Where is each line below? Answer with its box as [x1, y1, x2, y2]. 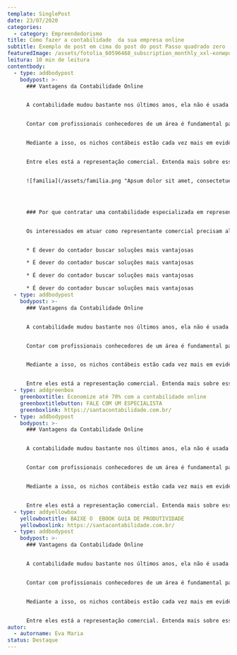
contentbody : [7, 63, 46, 70]
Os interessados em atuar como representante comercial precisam [25, 228, 222, 235]
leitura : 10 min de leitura [7, 57, 90, 64]
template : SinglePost [7, 10, 71, 18]
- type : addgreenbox [13, 386, 74, 394]
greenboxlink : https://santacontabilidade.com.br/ [20, 406, 172, 413]
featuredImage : [7, 50, 52, 57]
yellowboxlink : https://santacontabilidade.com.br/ [20, 521, 175, 529]
